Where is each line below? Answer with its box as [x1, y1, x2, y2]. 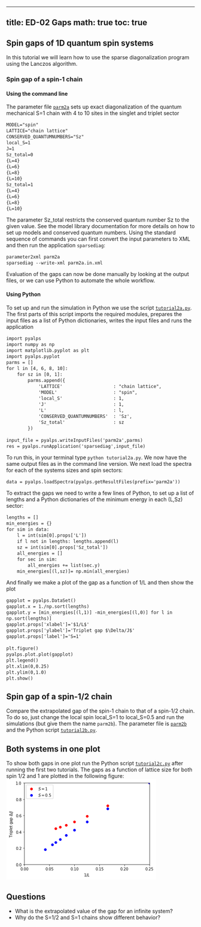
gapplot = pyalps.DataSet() [6, 597, 77, 604]
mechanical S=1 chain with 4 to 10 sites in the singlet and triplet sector [6, 110, 179, 117]
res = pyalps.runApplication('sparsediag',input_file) [6, 443, 146, 449]
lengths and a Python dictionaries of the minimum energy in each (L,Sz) [6, 495, 183, 503]
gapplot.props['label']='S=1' [6, 633, 82, 640]
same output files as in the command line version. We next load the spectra [6, 460, 192, 467]
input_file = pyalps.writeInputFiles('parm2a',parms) [6, 437, 144, 443]
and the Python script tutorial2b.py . [6, 726, 98, 734]
